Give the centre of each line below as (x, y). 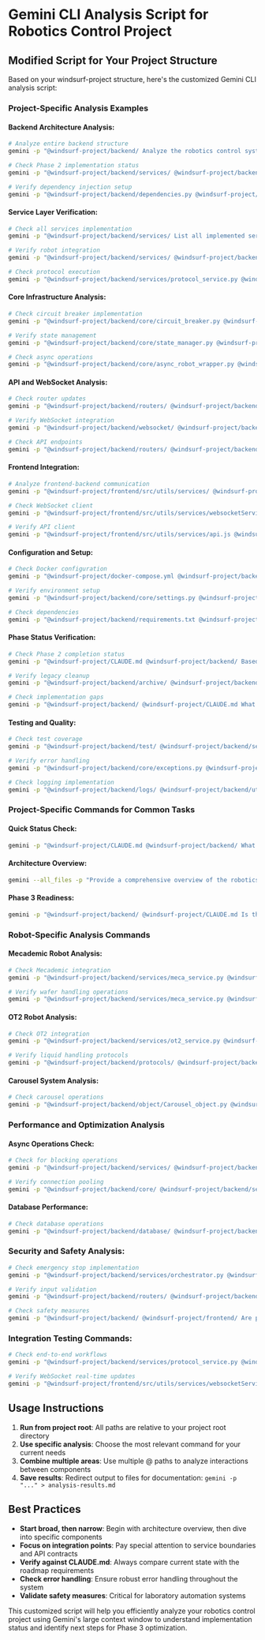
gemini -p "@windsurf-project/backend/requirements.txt (102, 620)
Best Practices (45, 1509)
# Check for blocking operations (63, 1161)
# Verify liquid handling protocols (68, 1055)
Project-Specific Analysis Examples (78, 108)
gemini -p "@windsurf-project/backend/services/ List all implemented (127, 236)
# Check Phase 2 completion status (67, 654)
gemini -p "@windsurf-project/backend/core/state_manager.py (111, 343)
